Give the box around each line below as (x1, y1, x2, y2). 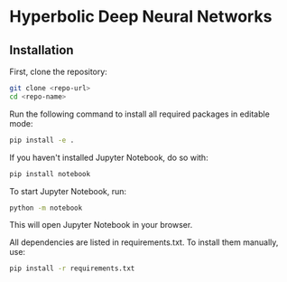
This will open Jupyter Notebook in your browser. (9, 220, 193, 230)
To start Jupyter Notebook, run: (9, 185, 127, 196)
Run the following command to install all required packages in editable (9, 108, 271, 119)
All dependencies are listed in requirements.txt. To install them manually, (9, 237, 279, 248)
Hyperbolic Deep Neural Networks (9, 6, 273, 27)
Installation (9, 42, 74, 58)
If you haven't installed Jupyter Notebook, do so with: (9, 152, 209, 163)
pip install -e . (9, 136, 75, 145)
